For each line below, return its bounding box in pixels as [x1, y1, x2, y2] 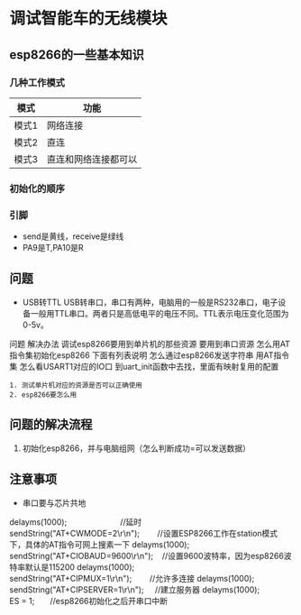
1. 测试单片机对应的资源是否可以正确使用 [9, 381, 142, 390]
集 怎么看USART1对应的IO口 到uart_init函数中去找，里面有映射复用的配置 [9, 361, 279, 372]
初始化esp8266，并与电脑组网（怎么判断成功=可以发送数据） [22, 443, 251, 454]
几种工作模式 [9, 76, 66, 88]
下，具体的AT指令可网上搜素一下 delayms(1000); [9, 538, 190, 550]
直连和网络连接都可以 [46, 152, 138, 165]
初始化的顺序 [9, 182, 66, 195]
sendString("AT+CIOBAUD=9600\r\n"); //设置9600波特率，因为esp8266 [9, 550, 284, 561]
